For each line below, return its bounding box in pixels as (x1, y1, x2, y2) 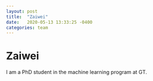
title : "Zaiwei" (6, 14, 48, 20)
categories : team (6, 24, 48, 31)
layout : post (6, 8, 38, 14)
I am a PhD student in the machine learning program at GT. (6, 69, 147, 76)
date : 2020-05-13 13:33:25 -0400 (6, 19, 93, 25)
